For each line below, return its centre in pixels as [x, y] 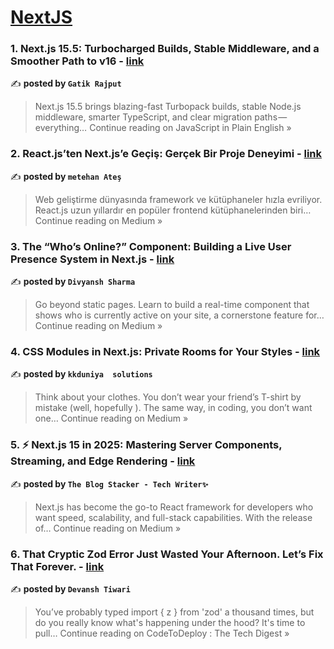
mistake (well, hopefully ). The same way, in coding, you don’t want [173, 408]
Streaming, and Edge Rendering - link [103, 461]
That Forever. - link [57, 566]
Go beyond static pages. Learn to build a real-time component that [172, 305]
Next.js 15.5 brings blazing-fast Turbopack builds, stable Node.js [168, 107]
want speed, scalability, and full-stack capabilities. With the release [173, 517]
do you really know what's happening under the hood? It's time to [170, 622]
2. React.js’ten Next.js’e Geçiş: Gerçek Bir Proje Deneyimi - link [166, 154]
